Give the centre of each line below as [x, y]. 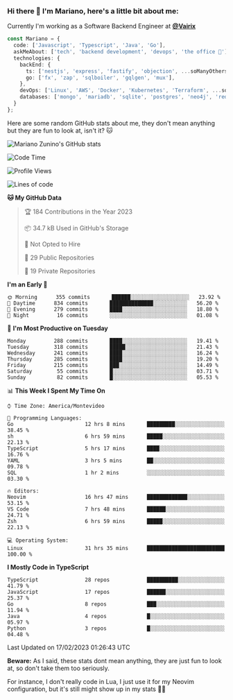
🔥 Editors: [23, 491]
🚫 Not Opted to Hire [52, 244]
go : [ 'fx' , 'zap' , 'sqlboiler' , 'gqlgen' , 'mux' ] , [100, 78]
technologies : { [37, 58]
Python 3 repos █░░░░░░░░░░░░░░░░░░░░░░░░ [116, 628]
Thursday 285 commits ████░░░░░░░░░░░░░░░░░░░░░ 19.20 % [113, 359]
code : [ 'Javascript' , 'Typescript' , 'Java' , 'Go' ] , [90, 45]
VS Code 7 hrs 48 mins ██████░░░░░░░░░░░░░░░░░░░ [116, 509]
